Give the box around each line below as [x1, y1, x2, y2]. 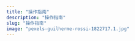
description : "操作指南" [6, 14, 66, 20]
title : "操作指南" [6, 8, 50, 15]
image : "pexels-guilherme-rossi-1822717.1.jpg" [6, 25, 130, 32]
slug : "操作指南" [6, 20, 47, 26]
